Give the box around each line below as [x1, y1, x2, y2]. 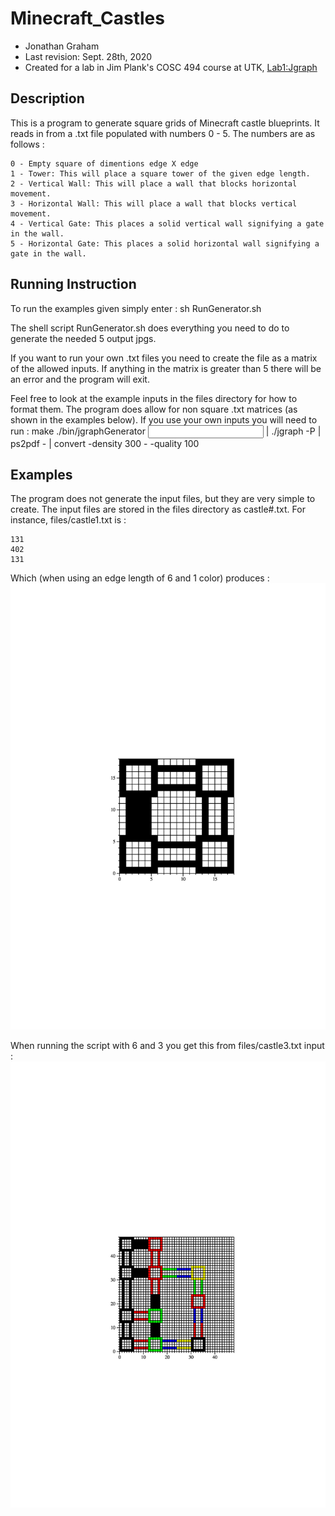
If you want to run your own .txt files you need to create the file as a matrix [10, 352, 318, 364]
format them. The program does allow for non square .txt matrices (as [10, 403, 298, 415]
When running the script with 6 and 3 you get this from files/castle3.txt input [10, 1040, 325, 1052]
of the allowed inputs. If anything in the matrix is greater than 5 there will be [10, 362, 322, 374]
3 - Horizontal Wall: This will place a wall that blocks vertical [10, 198, 298, 209]
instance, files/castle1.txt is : [10, 514, 127, 526]
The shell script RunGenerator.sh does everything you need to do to [10, 322, 290, 334]
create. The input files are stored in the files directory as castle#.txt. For [10, 503, 306, 516]
